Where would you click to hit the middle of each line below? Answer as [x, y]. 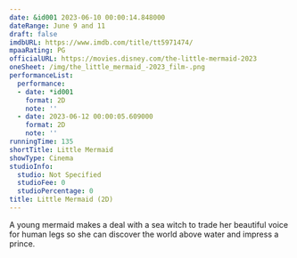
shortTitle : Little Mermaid [62, 149]
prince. [22, 243]
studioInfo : [31, 166]
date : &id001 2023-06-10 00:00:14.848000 [87, 17]
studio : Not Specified [59, 174]
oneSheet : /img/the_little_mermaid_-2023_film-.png [107, 68]
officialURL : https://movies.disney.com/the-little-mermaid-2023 [133, 59]
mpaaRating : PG [37, 51]
